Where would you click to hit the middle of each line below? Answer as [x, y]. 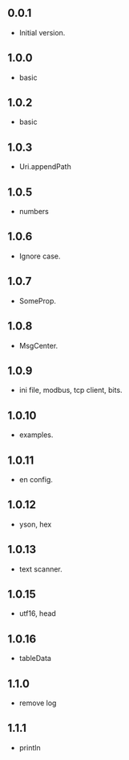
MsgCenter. [38, 345]
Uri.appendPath [45, 167]
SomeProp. [38, 300]
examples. [36, 435]
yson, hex [35, 524]
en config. [36, 479]
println [30, 747]
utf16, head [38, 613]
